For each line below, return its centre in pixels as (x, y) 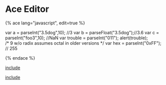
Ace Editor (27, 9)
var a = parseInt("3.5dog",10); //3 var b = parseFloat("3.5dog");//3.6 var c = (82, 32)
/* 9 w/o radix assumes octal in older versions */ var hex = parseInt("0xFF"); (83, 43)
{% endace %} (20, 58)
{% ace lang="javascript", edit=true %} (45, 23)
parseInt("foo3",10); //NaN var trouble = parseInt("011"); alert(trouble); (77, 38)
